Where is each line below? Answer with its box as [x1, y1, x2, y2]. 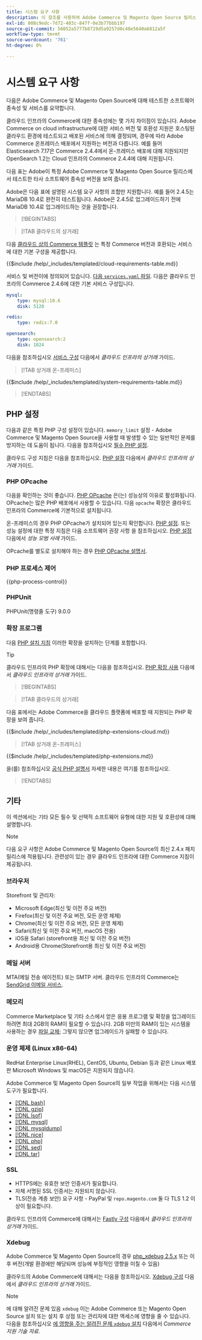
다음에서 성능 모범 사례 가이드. [6, 535, 77, 542]
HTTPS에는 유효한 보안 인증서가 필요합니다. [14, 1180, 119, 1187]
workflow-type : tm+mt [6, 31, 61, 37]
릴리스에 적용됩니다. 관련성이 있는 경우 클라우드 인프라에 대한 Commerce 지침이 [6, 853, 195, 860]
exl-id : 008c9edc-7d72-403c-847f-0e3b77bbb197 [6, 20, 125, 26]
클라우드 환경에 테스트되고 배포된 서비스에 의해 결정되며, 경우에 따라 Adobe [6, 132, 184, 139]
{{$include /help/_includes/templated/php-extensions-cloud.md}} [6, 728, 170, 735]
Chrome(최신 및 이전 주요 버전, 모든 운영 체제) [14, 919, 124, 927]
